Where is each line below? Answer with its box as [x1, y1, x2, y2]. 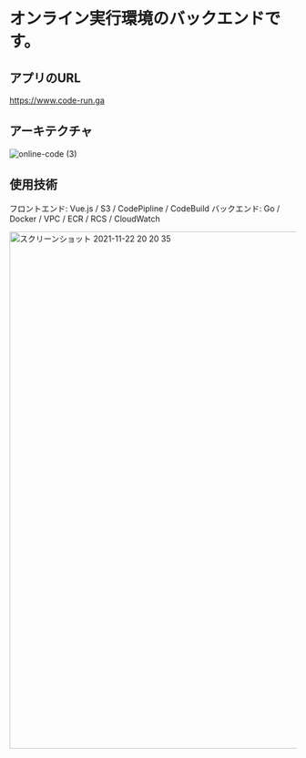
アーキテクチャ [9, 124, 93, 139]
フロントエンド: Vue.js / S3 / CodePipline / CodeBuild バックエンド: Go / [9, 202, 280, 214]
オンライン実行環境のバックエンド [9, 8, 266, 29]
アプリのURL [9, 70, 82, 86]
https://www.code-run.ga [9, 95, 105, 106]
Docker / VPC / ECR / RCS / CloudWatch [9, 213, 161, 224]
